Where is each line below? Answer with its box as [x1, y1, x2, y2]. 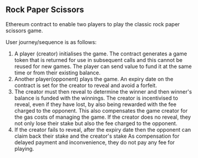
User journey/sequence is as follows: [5, 38, 97, 45]
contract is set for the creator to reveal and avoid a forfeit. [14, 82, 157, 89]
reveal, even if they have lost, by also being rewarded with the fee [14, 101, 177, 108]
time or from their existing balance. [14, 69, 101, 76]
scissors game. [5, 27, 43, 34]
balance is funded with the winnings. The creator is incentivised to [14, 94, 178, 101]
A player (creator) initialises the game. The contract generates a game [14, 50, 187, 57]
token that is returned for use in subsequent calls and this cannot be [14, 56, 183, 63]
